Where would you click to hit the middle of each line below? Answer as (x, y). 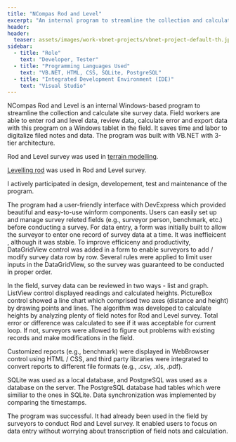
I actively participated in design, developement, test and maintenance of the (117, 184)
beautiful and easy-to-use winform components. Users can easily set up (112, 212)
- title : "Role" (37, 53)
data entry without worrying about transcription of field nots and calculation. (118, 431)
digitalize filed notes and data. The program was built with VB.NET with (110, 136)
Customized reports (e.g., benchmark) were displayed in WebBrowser (108, 351)
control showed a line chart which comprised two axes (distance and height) (118, 301)
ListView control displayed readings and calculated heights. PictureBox (110, 293)
